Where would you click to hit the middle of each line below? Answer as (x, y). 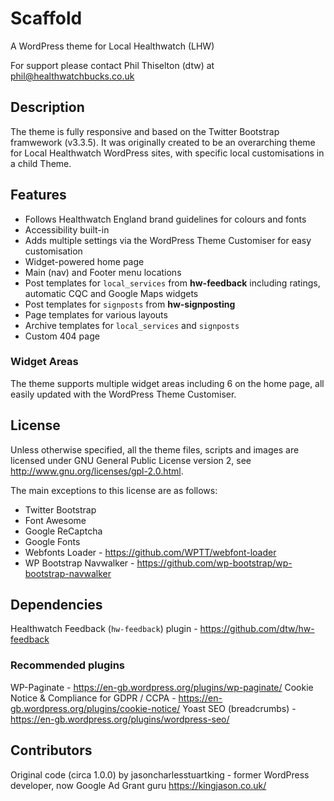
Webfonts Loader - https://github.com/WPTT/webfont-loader (150, 552)
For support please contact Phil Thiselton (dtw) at (112, 65)
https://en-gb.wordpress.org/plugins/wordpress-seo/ (120, 719)
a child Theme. (41, 163)
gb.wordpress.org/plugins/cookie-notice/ (95, 708)
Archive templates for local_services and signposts (132, 325)
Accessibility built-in (67, 229)
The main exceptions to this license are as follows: (114, 490)
